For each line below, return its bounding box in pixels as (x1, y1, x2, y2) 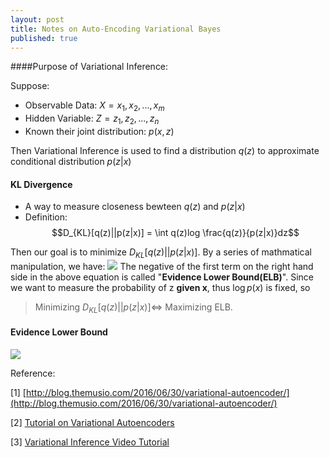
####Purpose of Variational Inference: (10, 61, 169, 73)
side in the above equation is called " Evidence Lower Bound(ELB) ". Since (10, 271, 315, 283)
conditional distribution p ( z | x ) (10, 155, 132, 167)
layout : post (10, 14, 65, 25)
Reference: (10, 367, 56, 379)
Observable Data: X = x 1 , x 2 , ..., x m (24, 99, 165, 114)
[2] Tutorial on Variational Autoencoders (10, 416, 175, 428)
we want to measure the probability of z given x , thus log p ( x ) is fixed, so (10, 281, 311, 293)
